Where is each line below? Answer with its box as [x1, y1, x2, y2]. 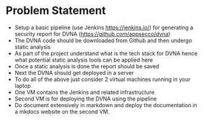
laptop [14, 82, 31, 89]
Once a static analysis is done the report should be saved [14, 62, 159, 70]
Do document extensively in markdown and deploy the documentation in [14, 101, 198, 108]
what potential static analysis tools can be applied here [14, 56, 153, 63]
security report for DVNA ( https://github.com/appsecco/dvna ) [14, 30, 170, 37]
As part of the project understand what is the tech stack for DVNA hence [14, 49, 198, 57]
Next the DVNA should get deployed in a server [14, 69, 134, 76]
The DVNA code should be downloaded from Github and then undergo [14, 37, 192, 44]
